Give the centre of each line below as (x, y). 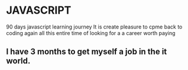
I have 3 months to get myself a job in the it (87, 52)
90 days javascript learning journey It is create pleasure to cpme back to (94, 27)
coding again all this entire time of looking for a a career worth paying (91, 33)
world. (18, 61)
